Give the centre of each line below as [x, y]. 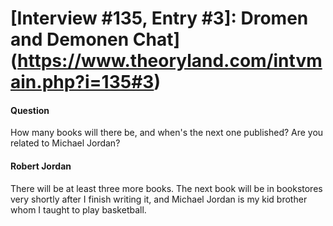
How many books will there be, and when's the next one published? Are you [167, 133]
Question [30, 110]
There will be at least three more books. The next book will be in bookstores [166, 188]
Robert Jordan [41, 166]
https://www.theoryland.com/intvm [170, 61]
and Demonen [70, 39]
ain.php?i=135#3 [82, 82]
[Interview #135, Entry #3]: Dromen [159, 18]
